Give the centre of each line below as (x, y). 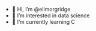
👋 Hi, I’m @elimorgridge (41, 9)
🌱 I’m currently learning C (43, 22)
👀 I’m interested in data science (51, 15)
